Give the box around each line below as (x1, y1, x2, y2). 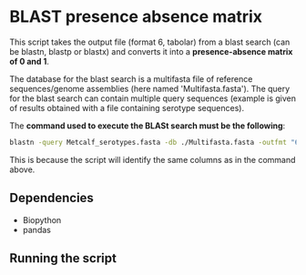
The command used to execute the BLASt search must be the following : (9, 120, 286, 131)
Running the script (9, 250, 117, 266)
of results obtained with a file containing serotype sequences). (9, 102, 244, 113)
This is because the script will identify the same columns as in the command (9, 154, 296, 165)
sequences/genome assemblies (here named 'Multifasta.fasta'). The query (9, 83, 291, 94)
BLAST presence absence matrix (9, 6, 262, 27)
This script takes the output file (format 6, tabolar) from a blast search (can (9, 36, 291, 47)
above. (9, 164, 36, 175)
